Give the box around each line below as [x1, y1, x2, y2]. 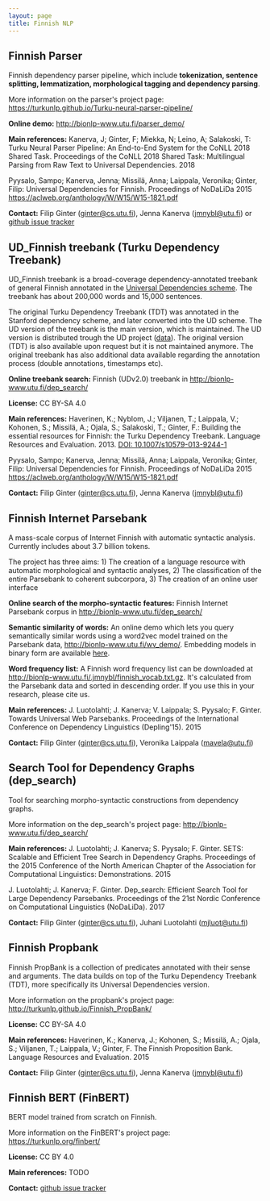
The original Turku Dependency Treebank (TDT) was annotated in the [8, 307, 239, 317]
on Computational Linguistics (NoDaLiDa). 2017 [8, 902, 165, 912]
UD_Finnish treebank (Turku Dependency [8, 240, 220, 254]
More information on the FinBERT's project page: [8, 1128, 171, 1137]
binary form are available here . [8, 648, 110, 658]
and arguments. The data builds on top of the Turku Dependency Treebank [8, 970, 257, 980]
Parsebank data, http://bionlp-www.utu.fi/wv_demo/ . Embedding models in [8, 639, 256, 649]
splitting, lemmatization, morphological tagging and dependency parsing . [8, 79, 260, 89]
